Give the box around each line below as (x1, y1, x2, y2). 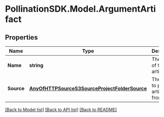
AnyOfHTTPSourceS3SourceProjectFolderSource (29, 85, 147, 92)
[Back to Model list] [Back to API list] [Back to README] (5, 107, 117, 113)
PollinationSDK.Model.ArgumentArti (5, 3, 156, 15)
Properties (5, 33, 38, 41)
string (29, 62, 44, 69)
